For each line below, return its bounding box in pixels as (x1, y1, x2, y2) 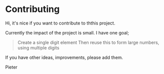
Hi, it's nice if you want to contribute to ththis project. (5, 20, 116, 26)
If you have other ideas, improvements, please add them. (5, 54, 123, 60)
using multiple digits (17, 44, 59, 50)
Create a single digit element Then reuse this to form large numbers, (17, 39, 159, 45)
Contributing (5, 3, 60, 15)
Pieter (5, 64, 18, 70)
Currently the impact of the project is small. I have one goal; (5, 29, 129, 35)
